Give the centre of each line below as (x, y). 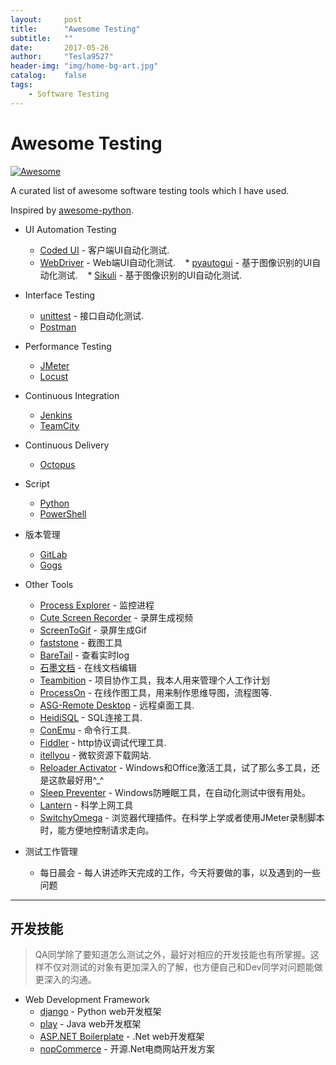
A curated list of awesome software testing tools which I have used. (150, 190)
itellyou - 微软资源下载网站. (95, 755)
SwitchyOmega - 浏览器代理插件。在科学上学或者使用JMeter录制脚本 (182, 817)
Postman (58, 327)
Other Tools (49, 584)
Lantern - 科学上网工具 (86, 805)
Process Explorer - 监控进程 (97, 605)
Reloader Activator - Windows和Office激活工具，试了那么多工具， (175, 767)
